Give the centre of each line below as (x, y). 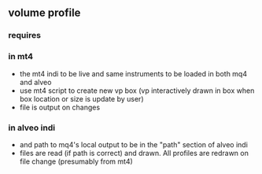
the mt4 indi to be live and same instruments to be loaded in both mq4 (133, 73)
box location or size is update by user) (81, 98)
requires (25, 35)
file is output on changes (60, 107)
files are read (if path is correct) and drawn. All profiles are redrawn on (134, 153)
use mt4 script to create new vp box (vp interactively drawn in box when (137, 91)
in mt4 (21, 57)
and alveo (35, 82)
